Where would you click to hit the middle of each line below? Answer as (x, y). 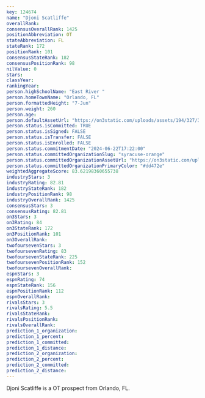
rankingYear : (23, 86)
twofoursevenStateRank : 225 (42, 257)
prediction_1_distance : (37, 348)
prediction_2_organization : (42, 354)
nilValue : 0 (21, 69)
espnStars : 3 (23, 274)
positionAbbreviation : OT (39, 35)
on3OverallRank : (27, 239)
